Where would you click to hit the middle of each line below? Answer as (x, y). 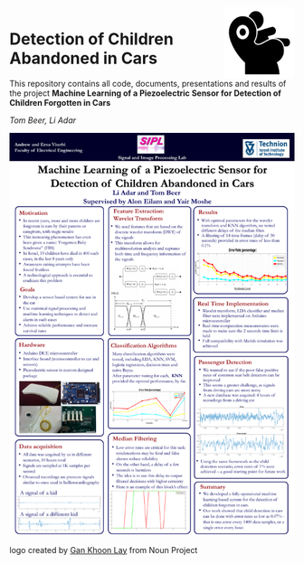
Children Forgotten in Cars (60, 102)
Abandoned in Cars (84, 58)
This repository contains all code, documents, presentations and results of (148, 83)
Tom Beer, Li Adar (43, 120)
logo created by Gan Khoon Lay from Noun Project (104, 550)
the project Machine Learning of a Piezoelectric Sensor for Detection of (146, 93)
